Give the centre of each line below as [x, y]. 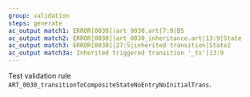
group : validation [39, 16]
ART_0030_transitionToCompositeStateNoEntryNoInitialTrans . [110, 84]
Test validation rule [40, 76]
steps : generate [35, 23]
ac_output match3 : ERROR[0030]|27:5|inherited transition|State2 [119, 46]
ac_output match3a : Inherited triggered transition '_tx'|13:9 [116, 53]
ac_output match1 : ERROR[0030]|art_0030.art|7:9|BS [96, 30]
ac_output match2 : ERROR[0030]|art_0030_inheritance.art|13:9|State [125, 38]
